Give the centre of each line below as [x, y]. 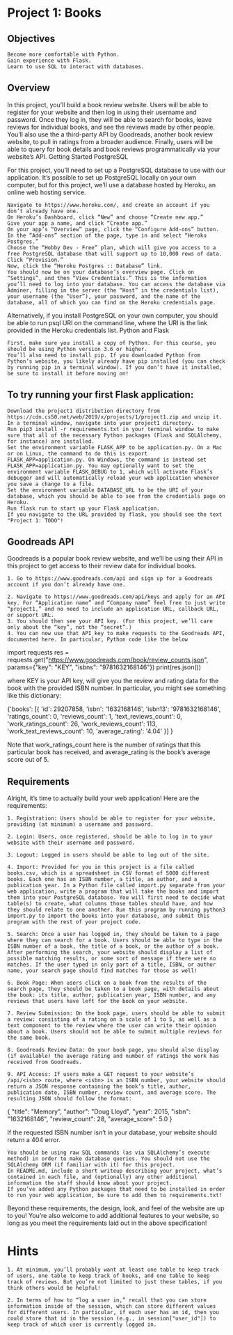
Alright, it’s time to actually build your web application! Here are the [103, 798]
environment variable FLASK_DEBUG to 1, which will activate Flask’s [110, 471]
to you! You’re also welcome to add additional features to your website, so [113, 1216]
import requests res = [38, 653]
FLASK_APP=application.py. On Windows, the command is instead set [107, 460]
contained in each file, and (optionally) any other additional [102, 1177]
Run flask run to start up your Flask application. [83, 508]
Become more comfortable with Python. [63, 54]
